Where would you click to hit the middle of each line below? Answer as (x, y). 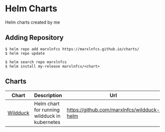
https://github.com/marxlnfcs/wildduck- (113, 110)
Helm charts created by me (33, 22)
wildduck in (47, 116)
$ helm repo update (25, 53)
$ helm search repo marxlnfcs (36, 62)
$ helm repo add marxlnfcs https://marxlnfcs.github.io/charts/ (72, 49)
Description (48, 95)
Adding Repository (34, 38)
